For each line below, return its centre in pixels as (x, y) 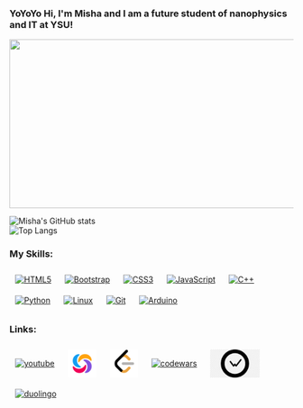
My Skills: (32, 254)
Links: (23, 329)
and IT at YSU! (41, 24)
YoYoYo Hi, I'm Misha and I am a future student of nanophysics (148, 14)
